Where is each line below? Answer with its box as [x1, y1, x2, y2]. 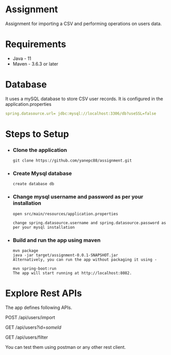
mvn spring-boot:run [12, 266, 57, 272]
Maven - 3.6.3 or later [12, 60, 59, 67]
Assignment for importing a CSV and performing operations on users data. [5, 20, 162, 27]
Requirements [5, 38, 66, 50]
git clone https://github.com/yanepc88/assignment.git [12, 158, 132, 163]
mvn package [12, 248, 38, 254]
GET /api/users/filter [5, 334, 48, 340]
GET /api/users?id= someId [5, 324, 62, 330]
